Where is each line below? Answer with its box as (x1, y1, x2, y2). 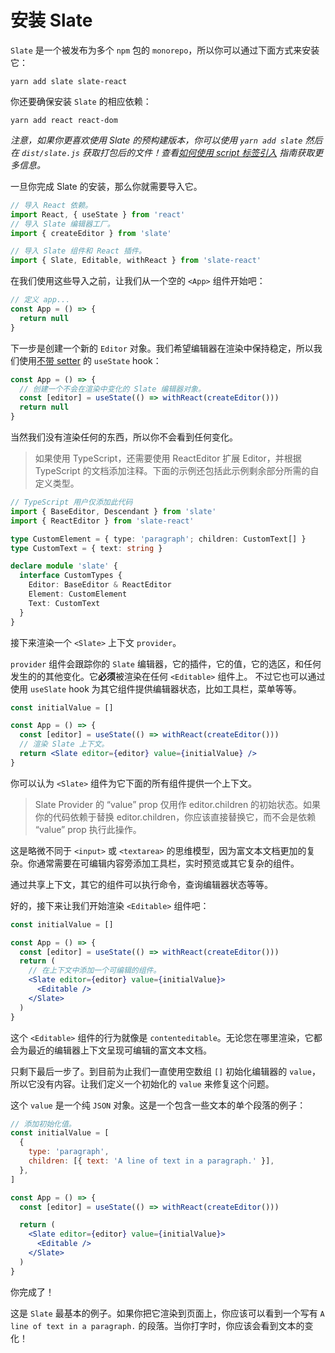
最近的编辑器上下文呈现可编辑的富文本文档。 (27, 1044, 212, 1056)
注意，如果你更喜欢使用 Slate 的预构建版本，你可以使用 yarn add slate (10, 134, 303, 146)
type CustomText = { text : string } (10, 543, 163, 553)
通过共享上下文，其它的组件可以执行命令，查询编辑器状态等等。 (10, 878, 273, 890)
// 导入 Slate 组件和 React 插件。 (10, 246, 147, 256)
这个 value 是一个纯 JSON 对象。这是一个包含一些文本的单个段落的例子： (10, 1099, 307, 1111)
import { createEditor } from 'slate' (10, 228, 172, 238)
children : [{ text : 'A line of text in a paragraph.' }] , (28, 1156, 275, 1166)
